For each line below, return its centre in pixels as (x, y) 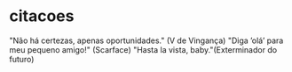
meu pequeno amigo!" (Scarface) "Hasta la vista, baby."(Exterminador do (143, 49)
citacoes (42, 16)
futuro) (22, 59)
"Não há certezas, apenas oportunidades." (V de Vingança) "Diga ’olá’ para (146, 40)
